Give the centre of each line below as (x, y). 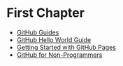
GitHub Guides (38, 32)
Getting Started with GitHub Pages (66, 47)
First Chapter (46, 13)
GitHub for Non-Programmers (59, 55)
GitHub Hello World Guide (54, 39)
